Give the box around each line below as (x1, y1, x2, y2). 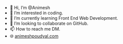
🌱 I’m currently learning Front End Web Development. (9, 15, 119, 21)
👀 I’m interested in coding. (9, 10, 63, 16)
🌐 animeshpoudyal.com (9, 33, 59, 39)
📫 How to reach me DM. (9, 26, 61, 32)
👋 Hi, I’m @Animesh (9, 5, 50, 10)
